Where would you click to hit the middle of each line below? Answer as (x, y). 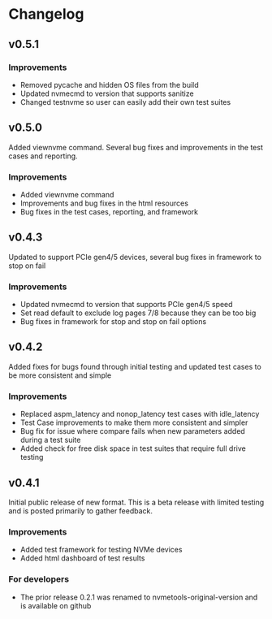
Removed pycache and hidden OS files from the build (109, 84)
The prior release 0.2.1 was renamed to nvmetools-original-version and (139, 597)
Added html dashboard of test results (82, 558)
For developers (39, 579)
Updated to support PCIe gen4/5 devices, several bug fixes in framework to (135, 257)
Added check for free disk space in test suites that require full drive (133, 448)
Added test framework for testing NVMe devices (101, 550)
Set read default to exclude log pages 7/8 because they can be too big (138, 313)
